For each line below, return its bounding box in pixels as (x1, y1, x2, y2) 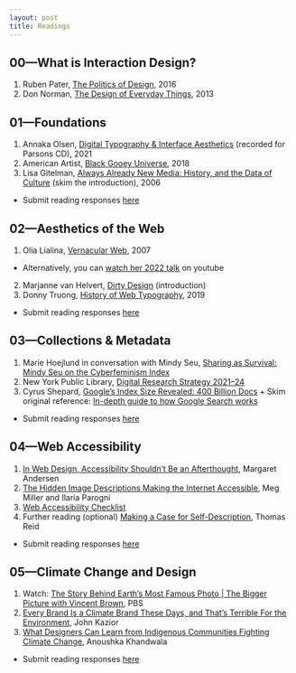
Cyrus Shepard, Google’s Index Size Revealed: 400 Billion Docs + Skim (22, 386, 286, 397)
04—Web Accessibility (9, 439, 142, 454)
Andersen (22, 472, 60, 483)
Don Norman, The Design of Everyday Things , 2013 (22, 89, 215, 99)
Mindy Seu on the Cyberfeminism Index (22, 367, 170, 378)
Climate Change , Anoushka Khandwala (22, 636, 168, 647)
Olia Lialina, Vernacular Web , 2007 (22, 245, 152, 256)
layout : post (9, 13, 59, 23)
